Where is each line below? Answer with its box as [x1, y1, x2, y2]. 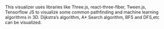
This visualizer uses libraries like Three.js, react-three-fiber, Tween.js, [5, 4, 146, 10]
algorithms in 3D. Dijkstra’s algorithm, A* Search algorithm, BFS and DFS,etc [5, 14, 160, 20]
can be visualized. [5, 19, 42, 25]
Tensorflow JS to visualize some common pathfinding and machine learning [5, 9, 159, 15]
